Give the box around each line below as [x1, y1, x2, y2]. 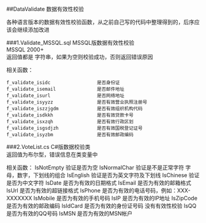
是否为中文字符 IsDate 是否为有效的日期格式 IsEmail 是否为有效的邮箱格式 [6, 180, 191, 186]
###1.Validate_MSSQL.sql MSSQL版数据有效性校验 [6, 39, 135, 46]
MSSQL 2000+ [6, 46, 44, 53]
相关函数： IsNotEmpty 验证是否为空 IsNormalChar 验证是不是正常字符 [6, 164, 185, 171]
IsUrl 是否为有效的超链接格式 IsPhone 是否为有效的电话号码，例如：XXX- [6, 187, 191, 194]
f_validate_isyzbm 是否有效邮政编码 [6, 132, 134, 138]
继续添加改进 [17, 26, 50, 33]
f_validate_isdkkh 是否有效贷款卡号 [6, 112, 134, 118]
